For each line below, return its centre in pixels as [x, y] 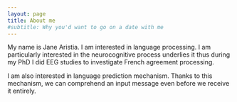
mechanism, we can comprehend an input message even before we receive [118, 84]
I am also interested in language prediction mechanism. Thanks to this [110, 76]
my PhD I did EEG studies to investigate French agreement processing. [111, 62]
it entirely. [22, 91]
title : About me [31, 21]
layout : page [27, 14]
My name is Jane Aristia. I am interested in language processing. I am [109, 47]
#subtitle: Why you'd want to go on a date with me [85, 27]
